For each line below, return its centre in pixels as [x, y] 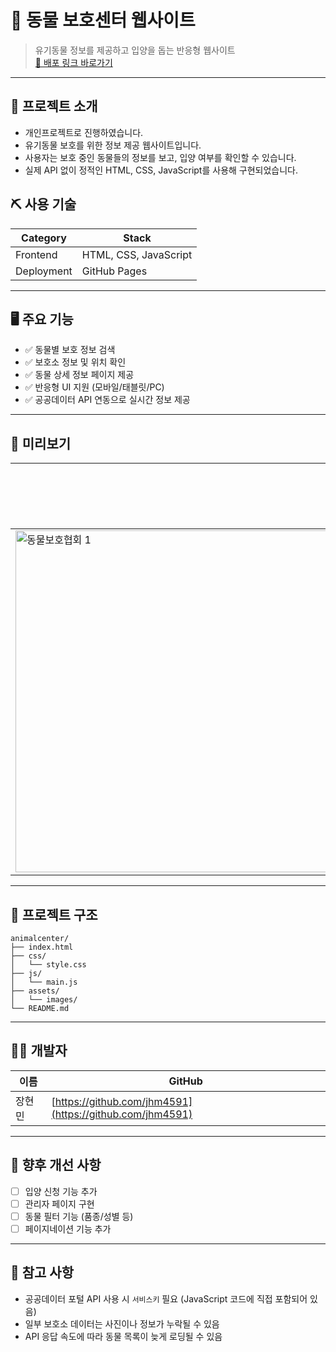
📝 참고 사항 [42, 1272]
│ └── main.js [44, 982]
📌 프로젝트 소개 [54, 106]
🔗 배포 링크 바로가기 [73, 62]
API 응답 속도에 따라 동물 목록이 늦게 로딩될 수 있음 [123, 1336]
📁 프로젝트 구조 [54, 914]
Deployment [44, 271]
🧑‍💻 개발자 [39, 1051]
